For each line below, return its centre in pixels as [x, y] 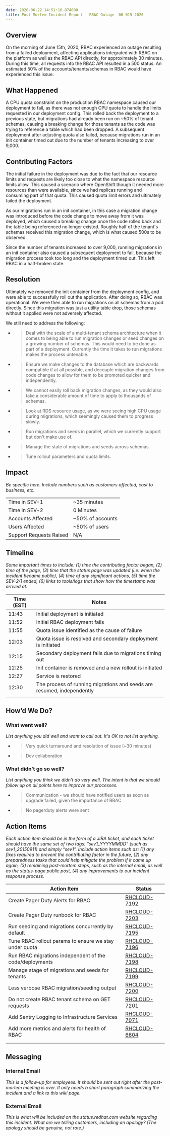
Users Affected [26, 526]
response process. [25, 876]
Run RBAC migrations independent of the [57, 955]
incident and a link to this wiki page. [43, 1093]
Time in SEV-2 [26, 510]
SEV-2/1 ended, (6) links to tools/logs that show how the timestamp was [81, 581]
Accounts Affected [31, 518]
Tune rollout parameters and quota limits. [68, 456]
